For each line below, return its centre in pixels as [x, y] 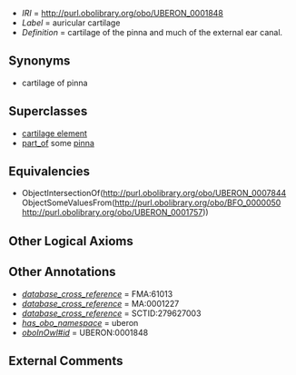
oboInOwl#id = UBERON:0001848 [85, 332]
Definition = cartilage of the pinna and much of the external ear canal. [152, 32]
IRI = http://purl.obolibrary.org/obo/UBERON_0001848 [123, 13]
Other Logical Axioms [71, 241]
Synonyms [39, 61]
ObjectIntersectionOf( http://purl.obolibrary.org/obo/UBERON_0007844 [154, 193]
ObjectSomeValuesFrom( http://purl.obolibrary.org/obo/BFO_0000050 [151, 202]
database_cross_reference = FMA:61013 [97, 293]
